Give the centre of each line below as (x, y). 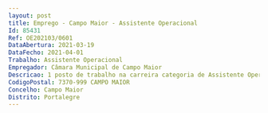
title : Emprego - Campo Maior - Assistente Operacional (103, 23)
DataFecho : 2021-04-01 (46, 53)
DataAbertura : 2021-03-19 (51, 45)
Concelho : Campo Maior (46, 90)
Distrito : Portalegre (44, 97)
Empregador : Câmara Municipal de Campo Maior (85, 68)
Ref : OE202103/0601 (41, 38)
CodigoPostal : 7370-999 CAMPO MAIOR (69, 82)
